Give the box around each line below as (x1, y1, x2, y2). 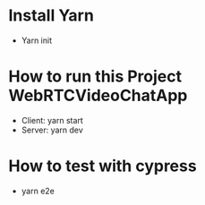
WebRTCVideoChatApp (8, 86, 188, 106)
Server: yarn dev (21, 124, 84, 135)
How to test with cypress (8, 156, 198, 176)
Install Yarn (8, 5, 95, 26)
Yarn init (21, 35, 53, 46)
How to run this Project (8, 66, 183, 87)
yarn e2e (21, 185, 56, 196)
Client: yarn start (21, 115, 84, 125)
